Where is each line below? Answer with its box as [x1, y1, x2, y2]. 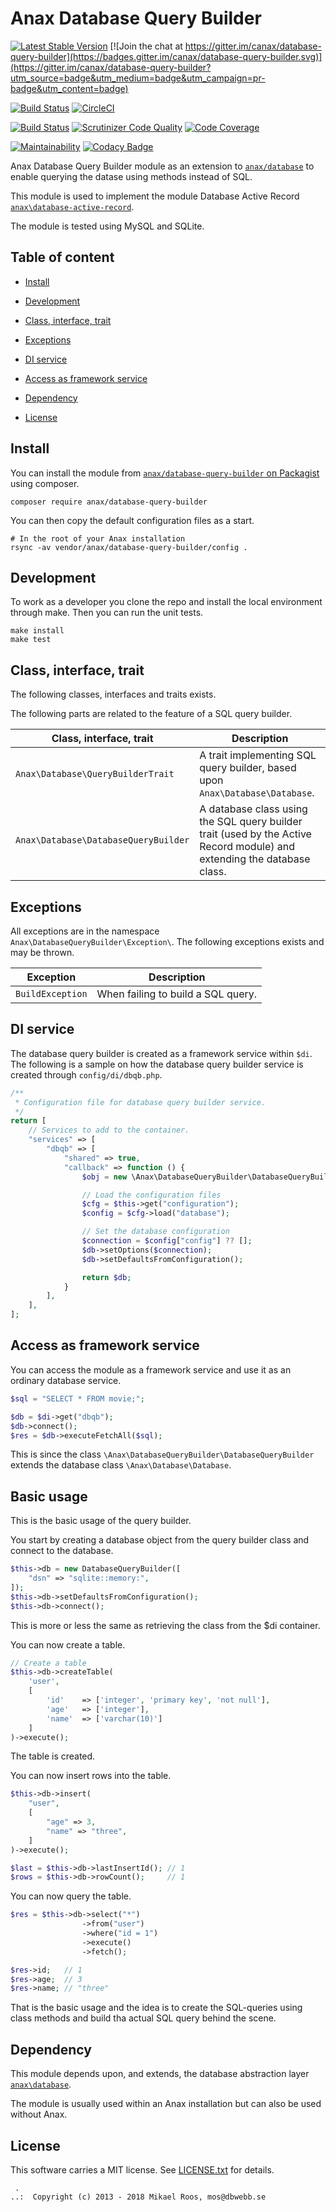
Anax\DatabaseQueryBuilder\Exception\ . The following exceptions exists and [10, 936, 325, 947]
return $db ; [81, 1272, 132, 1282]
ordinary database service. [10, 1374, 122, 1386]
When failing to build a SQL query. [96, 987, 258, 1001]
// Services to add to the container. [28, 1125, 190, 1136]
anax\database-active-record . [10, 200, 135, 212]
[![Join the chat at [109, 40, 183, 52]
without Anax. [10, 2108, 68, 2121]
